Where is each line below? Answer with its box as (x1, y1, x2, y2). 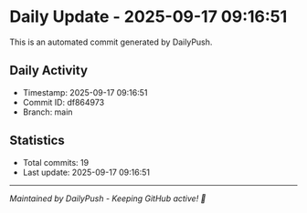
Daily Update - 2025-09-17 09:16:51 (9, 6, 288, 27)
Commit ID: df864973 (22, 96, 105, 107)
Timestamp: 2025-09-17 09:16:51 (22, 86, 148, 97)
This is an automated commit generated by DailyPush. (9, 36, 213, 47)
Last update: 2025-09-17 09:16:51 (22, 167, 151, 177)
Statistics (9, 133, 66, 148)
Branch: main (22, 106, 73, 117)
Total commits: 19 (22, 157, 90, 167)
